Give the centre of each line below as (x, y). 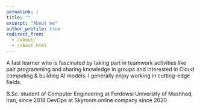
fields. (14, 82)
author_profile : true (33, 29)
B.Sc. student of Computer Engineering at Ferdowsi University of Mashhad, (99, 94)
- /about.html (29, 46)
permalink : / (23, 12)
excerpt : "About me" (32, 23)
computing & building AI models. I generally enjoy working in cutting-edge (98, 76)
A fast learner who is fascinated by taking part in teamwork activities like (96, 63)
